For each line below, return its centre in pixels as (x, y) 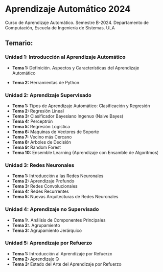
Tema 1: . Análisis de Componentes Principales (59, 220)
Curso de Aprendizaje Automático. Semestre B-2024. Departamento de (77, 23)
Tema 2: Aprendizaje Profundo (43, 181)
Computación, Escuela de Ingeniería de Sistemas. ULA (60, 27)
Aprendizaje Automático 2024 (68, 9)
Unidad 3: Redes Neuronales (40, 165)
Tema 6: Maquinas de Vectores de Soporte (56, 132)
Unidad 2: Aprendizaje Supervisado (48, 95)
